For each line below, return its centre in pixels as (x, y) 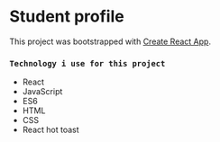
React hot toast (50, 130)
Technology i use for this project (87, 63)
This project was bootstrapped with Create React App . (110, 41)
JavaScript (42, 92)
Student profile (67, 17)
